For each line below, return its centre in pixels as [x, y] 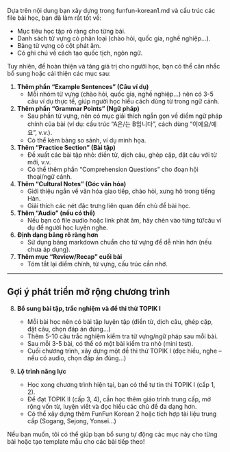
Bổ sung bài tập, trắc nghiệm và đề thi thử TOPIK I [89, 308]
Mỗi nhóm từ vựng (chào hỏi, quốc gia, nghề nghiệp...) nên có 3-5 [120, 94]
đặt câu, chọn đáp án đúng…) [69, 329]
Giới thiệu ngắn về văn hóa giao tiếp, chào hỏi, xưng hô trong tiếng [121, 191]
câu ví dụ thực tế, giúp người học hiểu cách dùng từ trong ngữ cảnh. [123, 101]
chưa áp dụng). [49, 249]
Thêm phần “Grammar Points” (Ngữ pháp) [78, 109]
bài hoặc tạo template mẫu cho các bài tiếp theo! [76, 441]
